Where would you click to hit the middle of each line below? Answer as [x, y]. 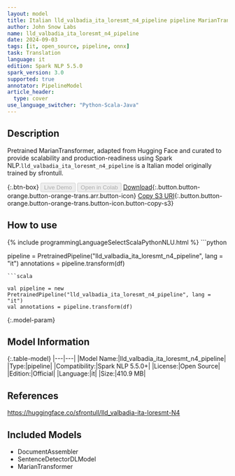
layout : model [28, 14]
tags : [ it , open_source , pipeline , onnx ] [69, 46]
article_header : [31, 92]
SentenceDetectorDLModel [57, 459]
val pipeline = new [36, 289]
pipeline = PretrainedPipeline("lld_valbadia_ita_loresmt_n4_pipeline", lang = [115, 256]
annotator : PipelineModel [45, 86]
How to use [32, 225]
